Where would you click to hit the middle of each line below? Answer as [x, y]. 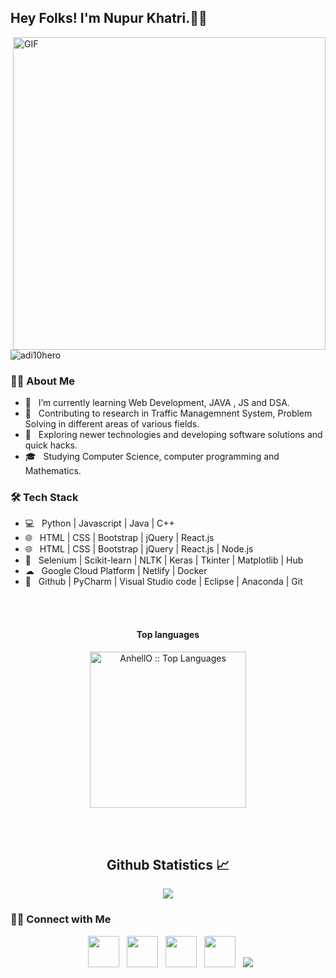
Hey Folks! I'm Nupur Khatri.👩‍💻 [109, 18]
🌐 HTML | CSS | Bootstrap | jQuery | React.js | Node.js [139, 549]
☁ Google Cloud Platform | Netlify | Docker [116, 571]
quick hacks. [51, 445]
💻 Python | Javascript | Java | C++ [99, 523]
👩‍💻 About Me [42, 381]
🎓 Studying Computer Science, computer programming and [152, 457]
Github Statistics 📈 [168, 865]
